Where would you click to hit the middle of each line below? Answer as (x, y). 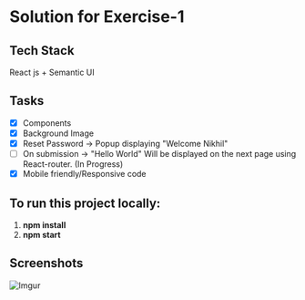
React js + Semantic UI (52, 72)
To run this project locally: (85, 203)
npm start (41, 234)
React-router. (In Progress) (73, 164)
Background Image (58, 133)
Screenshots (46, 263)
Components (47, 123)
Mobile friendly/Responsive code (85, 174)
